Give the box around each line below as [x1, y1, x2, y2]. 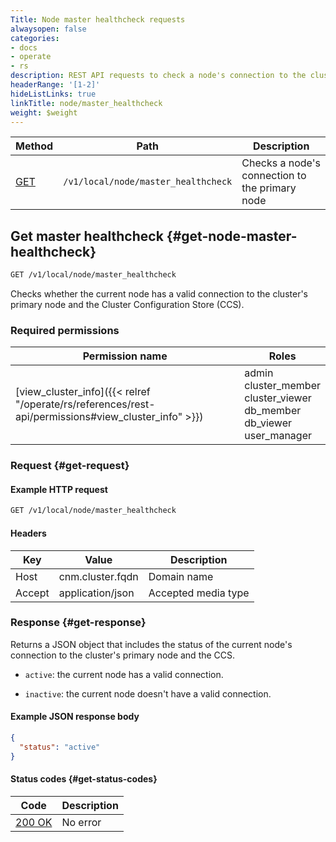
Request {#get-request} [10, 459, 130, 473]
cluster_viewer [244, 391, 312, 405]
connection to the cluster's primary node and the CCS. [10, 649, 236, 661]
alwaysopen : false [10, 24, 87, 34]
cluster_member [244, 379, 321, 393]
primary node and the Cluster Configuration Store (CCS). [10, 299, 245, 311]
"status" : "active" [19, 742, 101, 752]
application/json [58, 586, 135, 600]
